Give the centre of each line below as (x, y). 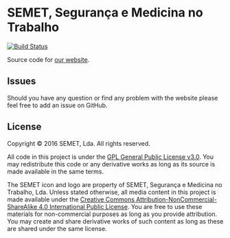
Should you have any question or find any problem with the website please (113, 98)
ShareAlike (22, 206)
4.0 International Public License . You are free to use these (120, 206)
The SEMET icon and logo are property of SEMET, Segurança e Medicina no (115, 184)
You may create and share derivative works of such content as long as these (115, 221)
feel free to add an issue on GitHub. (57, 105)
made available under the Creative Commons (71, 199)
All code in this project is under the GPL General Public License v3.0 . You (111, 157)
